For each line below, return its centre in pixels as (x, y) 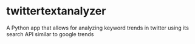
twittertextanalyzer (56, 11)
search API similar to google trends (50, 34)
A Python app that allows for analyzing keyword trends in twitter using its (98, 28)
